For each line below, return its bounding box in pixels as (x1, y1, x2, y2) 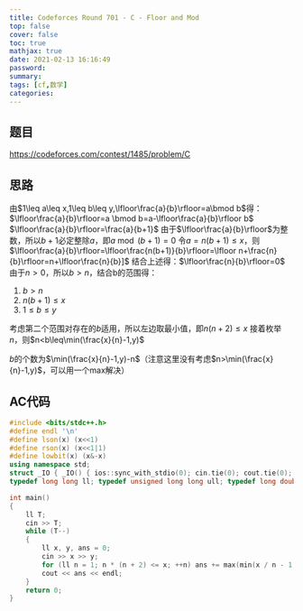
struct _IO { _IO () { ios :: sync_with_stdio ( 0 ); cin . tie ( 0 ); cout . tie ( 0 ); (9, 468, 293, 478)
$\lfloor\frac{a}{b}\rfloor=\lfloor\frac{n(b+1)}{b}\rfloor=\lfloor (9, 245, 237, 256)
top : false (9, 22, 50, 31)
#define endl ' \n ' (9, 426, 78, 436)
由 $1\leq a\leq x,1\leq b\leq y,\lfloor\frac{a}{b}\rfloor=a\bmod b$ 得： (9, 203, 263, 214)
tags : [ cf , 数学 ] (9, 80, 68, 89)
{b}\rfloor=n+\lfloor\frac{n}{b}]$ (9, 256, 130, 267)
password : (9, 64, 47, 73)
